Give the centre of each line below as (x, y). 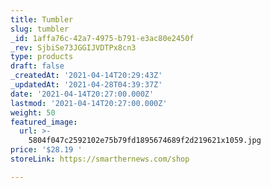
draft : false (37, 66)
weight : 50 (33, 112)
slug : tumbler (40, 29)
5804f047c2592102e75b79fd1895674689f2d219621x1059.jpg (145, 141)
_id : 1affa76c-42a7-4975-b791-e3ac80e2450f (102, 38)
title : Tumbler (42, 19)
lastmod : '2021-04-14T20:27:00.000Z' (89, 103)
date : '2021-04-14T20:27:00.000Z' (82, 94)
